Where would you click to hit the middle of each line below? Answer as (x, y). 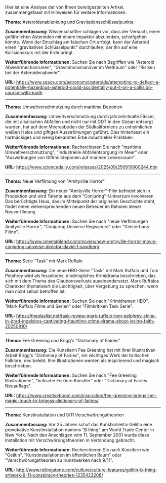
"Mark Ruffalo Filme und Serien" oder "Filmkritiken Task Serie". (69, 306)
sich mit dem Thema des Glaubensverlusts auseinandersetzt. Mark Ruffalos (82, 281)
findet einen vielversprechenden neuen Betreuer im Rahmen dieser (73, 206)
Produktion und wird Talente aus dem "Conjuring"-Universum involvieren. (80, 196)
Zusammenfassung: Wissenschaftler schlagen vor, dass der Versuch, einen (83, 31)
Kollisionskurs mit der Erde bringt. (40, 52)
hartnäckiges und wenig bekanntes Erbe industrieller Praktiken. (70, 137)
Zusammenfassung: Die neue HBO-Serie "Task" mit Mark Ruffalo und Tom (82, 270)
